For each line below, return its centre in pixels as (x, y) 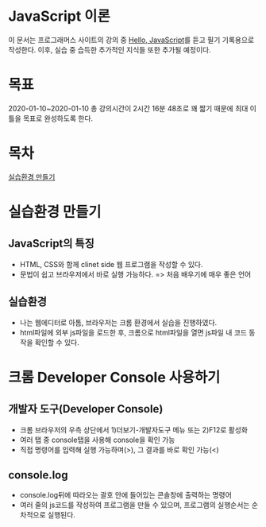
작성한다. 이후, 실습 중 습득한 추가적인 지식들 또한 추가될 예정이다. (110, 49)
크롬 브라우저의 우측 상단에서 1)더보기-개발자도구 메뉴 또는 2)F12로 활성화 (134, 429)
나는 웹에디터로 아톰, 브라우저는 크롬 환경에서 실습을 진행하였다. (118, 322)
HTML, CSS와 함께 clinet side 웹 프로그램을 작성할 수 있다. (112, 264)
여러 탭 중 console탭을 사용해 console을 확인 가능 (97, 440)
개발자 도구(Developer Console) (86, 409)
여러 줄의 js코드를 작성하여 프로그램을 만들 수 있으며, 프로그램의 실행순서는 (135, 505)
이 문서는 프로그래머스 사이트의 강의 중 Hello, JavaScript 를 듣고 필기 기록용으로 (131, 40)
